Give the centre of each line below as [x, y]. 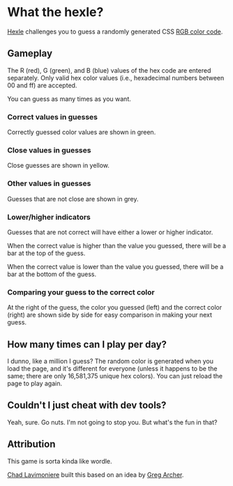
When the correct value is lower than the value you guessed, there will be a [115, 266]
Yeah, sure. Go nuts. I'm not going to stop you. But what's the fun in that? [112, 422]
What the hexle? [55, 12]
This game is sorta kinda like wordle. [60, 461]
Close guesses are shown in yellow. [59, 166]
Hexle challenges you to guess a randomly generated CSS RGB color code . [115, 31]
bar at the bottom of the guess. [52, 274]
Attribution [31, 444]
